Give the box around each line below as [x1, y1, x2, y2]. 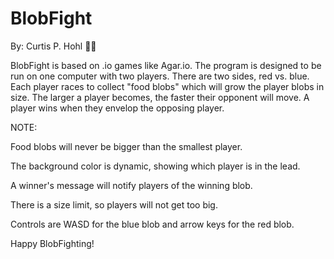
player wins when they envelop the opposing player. [10, 102, 225, 114]
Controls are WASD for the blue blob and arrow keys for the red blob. [10, 218, 295, 230]
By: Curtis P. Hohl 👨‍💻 [10, 40, 97, 52]
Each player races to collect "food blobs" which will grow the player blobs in [10, 80, 325, 92]
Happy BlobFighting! [10, 237, 95, 249]
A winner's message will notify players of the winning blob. [10, 179, 253, 191]
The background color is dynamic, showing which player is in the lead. [10, 160, 301, 172]
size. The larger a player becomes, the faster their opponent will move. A [10, 91, 310, 103]
